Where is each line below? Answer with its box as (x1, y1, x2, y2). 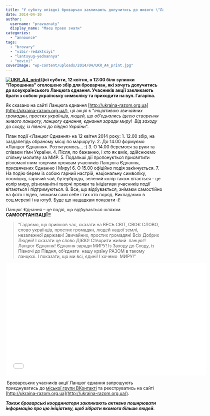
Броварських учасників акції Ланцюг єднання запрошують (6, 380, 133, 386)
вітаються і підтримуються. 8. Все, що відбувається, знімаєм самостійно (5, 186, 162, 192)
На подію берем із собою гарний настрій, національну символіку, (5, 170, 146, 176)
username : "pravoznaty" (10, 21, 59, 26)
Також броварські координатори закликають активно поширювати (5, 400, 156, 406)
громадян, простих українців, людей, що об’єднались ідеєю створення (5, 113, 159, 119)
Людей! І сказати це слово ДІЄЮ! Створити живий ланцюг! (17, 238, 146, 244)
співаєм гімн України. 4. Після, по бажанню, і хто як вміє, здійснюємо (5, 149, 156, 155)
